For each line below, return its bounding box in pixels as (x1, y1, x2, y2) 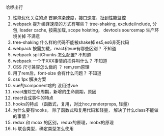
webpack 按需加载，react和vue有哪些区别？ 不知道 (12, 46, 116, 51)
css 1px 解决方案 (12, 76, 47, 82)
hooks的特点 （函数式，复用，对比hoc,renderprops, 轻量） (12, 101, 132, 107)
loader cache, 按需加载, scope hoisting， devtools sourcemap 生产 (19, 27, 155, 33)
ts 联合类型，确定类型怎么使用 (12, 126, 74, 132)
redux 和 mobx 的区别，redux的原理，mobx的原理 (12, 120, 114, 125)
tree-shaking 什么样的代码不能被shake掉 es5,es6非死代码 (12, 39, 130, 45)
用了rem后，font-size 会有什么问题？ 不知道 (12, 70, 102, 76)
